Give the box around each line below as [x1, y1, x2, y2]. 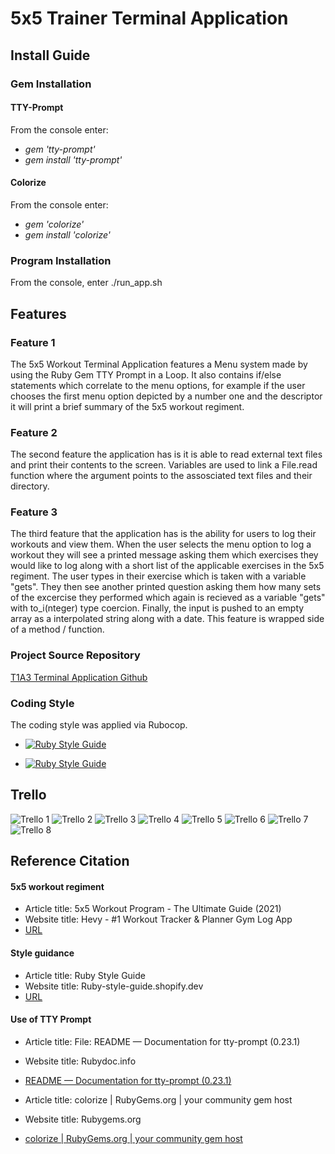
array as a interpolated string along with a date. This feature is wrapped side [10, 613, 325, 625]
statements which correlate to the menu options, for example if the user [10, 379, 306, 391]
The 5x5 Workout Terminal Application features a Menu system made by [10, 358, 308, 370]
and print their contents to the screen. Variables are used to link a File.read [10, 459, 318, 471]
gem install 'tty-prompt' [24, 153, 123, 166]
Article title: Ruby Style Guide [24, 969, 146, 981]
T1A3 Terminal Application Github [10, 671, 148, 683]
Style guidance [10, 947, 75, 959]
